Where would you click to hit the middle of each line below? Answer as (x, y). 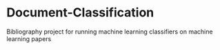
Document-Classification (80, 13)
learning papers (29, 38)
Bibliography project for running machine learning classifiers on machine (110, 32)
